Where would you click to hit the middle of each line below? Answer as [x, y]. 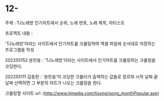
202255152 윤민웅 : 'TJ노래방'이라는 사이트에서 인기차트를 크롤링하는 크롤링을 [80, 60]
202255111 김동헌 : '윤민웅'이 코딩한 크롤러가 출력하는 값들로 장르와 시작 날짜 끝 [82, 76]
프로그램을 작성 [20, 50]
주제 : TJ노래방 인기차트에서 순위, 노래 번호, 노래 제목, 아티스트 [65, 23]
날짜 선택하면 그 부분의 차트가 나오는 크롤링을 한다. [54, 83]
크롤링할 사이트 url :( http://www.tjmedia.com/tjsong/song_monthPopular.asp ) [82, 93]
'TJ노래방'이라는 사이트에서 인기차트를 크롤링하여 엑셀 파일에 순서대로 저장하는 [80, 43]
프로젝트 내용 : [19, 33]
